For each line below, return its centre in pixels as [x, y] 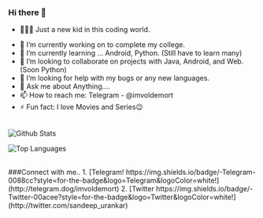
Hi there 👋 [28, 13]
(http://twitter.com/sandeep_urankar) [68, 205]
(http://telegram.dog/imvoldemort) [64, 189]
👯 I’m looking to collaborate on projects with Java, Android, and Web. [131, 61]
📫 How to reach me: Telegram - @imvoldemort [96, 95]
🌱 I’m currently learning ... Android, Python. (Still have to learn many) [131, 53]
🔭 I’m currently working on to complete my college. [102, 45]
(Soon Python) [43, 70]
